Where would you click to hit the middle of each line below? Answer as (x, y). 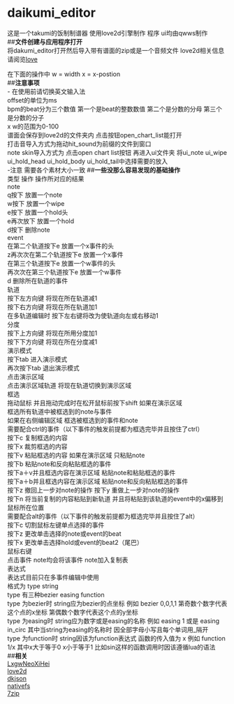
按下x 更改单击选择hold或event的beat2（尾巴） (75, 542)
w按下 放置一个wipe (36, 203)
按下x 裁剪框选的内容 (37, 446)
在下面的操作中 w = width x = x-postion (64, 74)
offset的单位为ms (32, 100)
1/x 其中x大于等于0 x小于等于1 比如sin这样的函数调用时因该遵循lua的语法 (111, 647)
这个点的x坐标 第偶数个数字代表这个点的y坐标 (73, 612)
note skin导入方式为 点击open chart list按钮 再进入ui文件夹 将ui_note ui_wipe (117, 152)
